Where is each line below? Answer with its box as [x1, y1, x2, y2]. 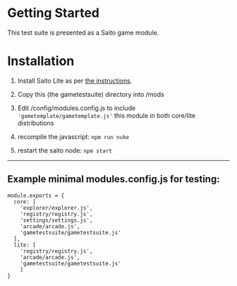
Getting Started [7, 5, 100, 21]
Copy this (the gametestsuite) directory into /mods [17, 90, 164, 98]
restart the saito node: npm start [17, 146, 113, 155]
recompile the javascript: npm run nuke [17, 132, 129, 141]
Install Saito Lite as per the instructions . [17, 76, 133, 85]
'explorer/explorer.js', [20, 204, 93, 211]
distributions [17, 119, 54, 127]
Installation [7, 53, 75, 69]
